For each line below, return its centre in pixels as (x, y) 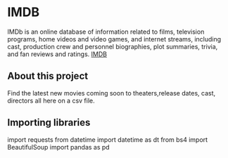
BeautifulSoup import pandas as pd (59, 147)
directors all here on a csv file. (51, 100)
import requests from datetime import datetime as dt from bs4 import (108, 139)
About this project (48, 76)
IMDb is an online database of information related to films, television (106, 32)
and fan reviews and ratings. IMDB (57, 54)
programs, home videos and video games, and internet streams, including (114, 39)
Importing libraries (49, 123)
